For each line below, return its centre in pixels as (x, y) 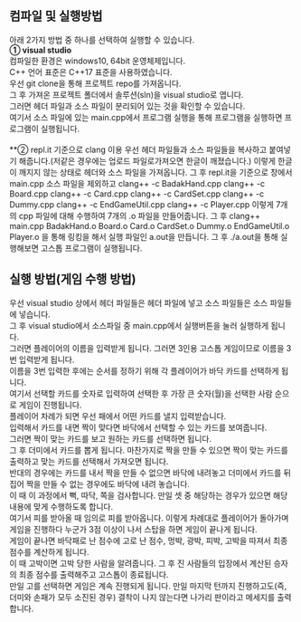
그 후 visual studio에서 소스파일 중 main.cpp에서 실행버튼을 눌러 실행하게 (139, 325)
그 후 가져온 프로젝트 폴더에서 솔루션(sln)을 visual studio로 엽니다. (127, 94)
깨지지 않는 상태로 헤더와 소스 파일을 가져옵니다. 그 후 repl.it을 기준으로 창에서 (155, 172)
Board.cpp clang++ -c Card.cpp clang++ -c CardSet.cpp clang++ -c (137, 194)
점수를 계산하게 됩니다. (49, 551)
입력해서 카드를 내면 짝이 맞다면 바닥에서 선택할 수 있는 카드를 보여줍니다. (138, 427)
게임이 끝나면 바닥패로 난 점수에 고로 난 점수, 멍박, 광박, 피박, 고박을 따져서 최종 (149, 541)
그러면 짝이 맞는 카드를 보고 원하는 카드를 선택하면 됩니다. (111, 438)
